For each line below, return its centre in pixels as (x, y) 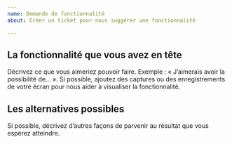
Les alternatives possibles (66, 109)
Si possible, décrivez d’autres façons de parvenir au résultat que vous (108, 126)
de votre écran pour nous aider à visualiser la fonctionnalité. (94, 87)
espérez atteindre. (34, 133)
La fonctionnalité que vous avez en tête (95, 54)
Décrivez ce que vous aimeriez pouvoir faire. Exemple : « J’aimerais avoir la (116, 72)
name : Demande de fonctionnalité (56, 14)
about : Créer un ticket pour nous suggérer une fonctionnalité (102, 20)
